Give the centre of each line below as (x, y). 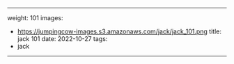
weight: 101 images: (36, 18)
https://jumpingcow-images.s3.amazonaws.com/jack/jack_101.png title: (119, 31)
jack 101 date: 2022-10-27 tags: (62, 39)
